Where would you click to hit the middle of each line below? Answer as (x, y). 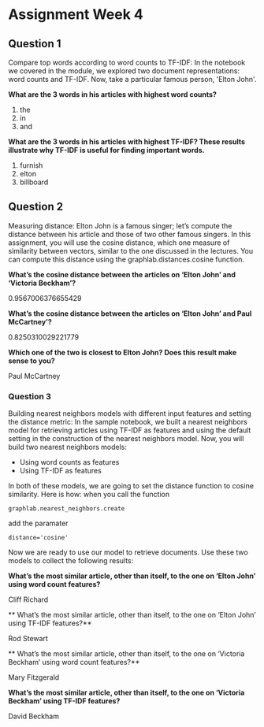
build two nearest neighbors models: (68, 447)
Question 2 (36, 207)
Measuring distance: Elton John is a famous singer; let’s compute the (120, 225)
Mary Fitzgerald (34, 677)
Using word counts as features (69, 462)
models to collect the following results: (71, 561)
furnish (31, 165)
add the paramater (38, 523)
